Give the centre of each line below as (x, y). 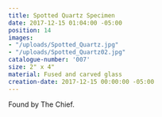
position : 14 (30, 30)
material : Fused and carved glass (66, 74)
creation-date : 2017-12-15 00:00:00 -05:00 (81, 81)
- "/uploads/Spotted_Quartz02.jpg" (67, 52)
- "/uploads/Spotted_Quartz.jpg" (64, 45)
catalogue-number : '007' (49, 60)
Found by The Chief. (42, 104)
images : (21, 38)
